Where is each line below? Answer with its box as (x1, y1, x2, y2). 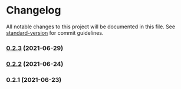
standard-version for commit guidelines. (6, 29, 104, 36)
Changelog (6, 4, 61, 17)
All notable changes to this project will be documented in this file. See (6, 23, 176, 30)
